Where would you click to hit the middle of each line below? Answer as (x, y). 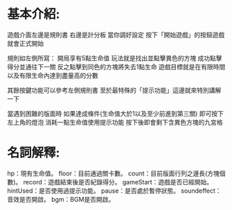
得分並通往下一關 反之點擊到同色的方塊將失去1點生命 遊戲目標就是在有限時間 (116, 67)
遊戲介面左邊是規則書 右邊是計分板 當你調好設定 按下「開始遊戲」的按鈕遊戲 (116, 35)
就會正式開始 (25, 43)
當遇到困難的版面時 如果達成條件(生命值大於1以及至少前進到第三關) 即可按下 (115, 113)
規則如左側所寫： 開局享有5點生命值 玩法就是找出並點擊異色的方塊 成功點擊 (115, 58)
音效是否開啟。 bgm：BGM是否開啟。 (61, 199)
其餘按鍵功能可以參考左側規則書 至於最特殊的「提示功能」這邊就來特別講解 (114, 90)
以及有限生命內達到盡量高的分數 (53, 75)
